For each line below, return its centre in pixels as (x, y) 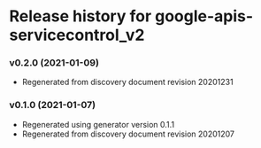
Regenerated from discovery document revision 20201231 (127, 82)
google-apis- (204, 16)
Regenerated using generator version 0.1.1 (98, 124)
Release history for (81, 16)
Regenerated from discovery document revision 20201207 (128, 134)
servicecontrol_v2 (77, 35)
